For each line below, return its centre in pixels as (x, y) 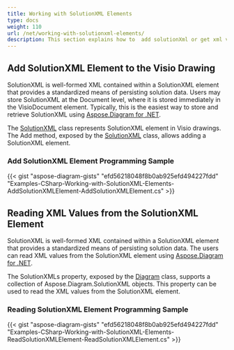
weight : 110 (24, 27)
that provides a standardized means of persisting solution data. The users (113, 248)
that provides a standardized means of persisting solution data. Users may (114, 92)
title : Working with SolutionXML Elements (70, 14)
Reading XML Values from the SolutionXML (103, 213)
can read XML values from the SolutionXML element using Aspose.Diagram (116, 256)
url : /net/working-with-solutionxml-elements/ (76, 33)
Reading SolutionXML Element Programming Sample (98, 309)
